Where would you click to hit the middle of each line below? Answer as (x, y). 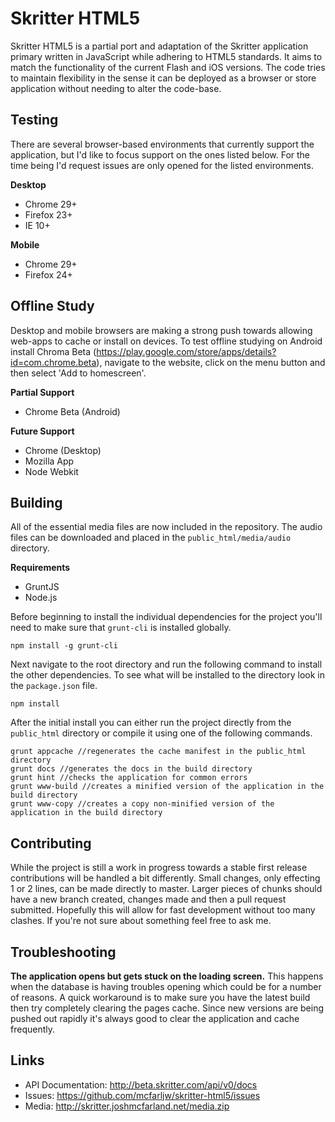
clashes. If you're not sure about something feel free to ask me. (141, 921)
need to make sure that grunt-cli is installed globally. (121, 628)
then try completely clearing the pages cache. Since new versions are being (167, 1008)
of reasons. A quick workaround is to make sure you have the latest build (160, 997)
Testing (34, 120)
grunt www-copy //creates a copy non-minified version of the (142, 804)
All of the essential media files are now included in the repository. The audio (166, 527)
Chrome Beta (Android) (72, 411)
